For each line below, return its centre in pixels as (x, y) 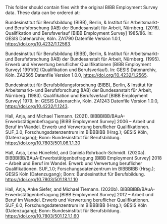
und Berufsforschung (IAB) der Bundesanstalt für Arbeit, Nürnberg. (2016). (83, 28)
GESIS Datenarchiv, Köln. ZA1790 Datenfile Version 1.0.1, (64, 38)
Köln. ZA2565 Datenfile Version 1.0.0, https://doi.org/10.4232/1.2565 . (76, 75)
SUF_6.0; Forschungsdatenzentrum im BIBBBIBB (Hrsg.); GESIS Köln (76, 205)
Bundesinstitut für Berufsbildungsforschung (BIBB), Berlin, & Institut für (79, 85)
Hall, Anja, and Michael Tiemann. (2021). (47, 116)
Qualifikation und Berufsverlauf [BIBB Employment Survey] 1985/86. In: (79, 33)
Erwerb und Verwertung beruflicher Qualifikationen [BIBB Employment (78, 64)
